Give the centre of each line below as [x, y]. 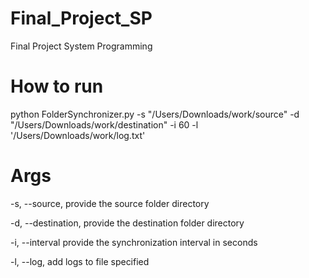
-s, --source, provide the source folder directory [110, 203]
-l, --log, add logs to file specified [80, 261]
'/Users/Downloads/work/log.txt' [78, 135]
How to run [57, 86]
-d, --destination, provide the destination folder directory [127, 223]
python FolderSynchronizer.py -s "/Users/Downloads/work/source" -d [155, 114]
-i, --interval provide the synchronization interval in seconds [134, 242]
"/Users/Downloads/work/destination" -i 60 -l [104, 124]
